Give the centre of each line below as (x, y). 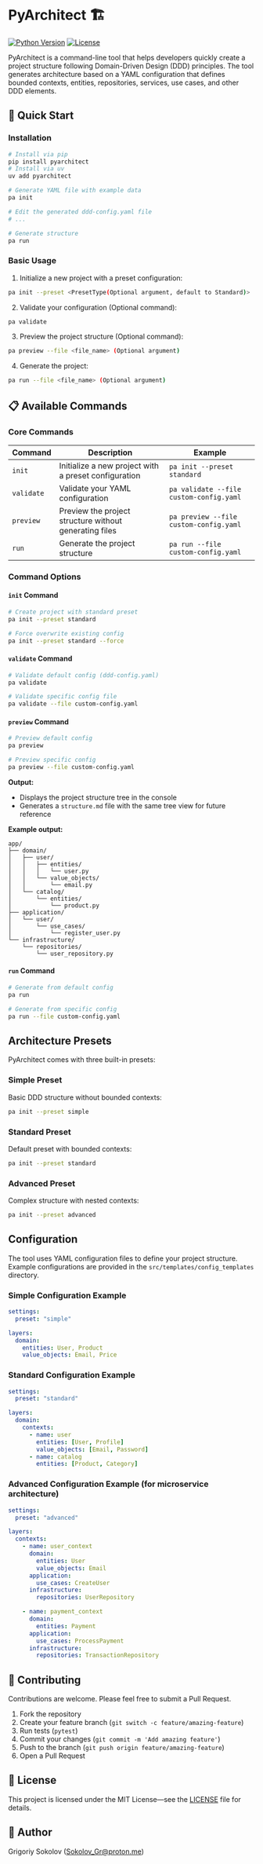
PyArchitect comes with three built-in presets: (82, 1060)
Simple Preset (35, 1080)
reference (35, 814)
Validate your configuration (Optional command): (98, 307)
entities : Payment (66, 1626)
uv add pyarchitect (40, 176)
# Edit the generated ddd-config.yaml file (80, 212)
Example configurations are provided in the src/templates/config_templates (131, 1266)
